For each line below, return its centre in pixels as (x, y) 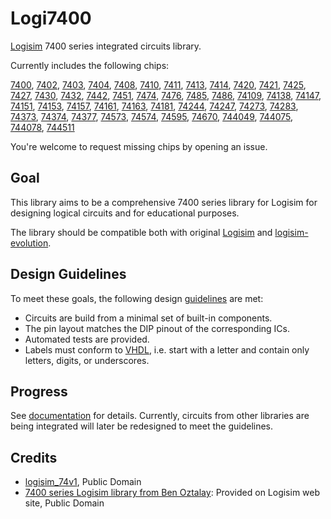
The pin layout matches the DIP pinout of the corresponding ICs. (157, 328)
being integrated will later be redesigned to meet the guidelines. (142, 426)
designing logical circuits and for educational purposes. (125, 213)
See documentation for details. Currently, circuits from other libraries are (160, 416)
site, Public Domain (64, 503)
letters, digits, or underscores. (87, 360)
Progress (39, 391)
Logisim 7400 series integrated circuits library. (106, 46)
